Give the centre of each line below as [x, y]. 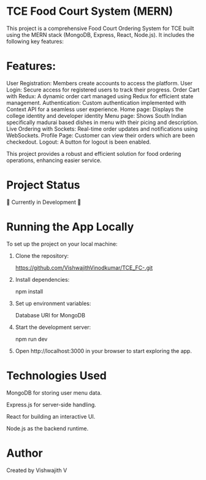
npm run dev [31, 339]
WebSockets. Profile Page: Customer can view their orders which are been [101, 135]
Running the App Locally [70, 227]
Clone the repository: [42, 255]
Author [25, 453]
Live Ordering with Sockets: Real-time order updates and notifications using [102, 129]
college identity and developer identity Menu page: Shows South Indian [97, 115]
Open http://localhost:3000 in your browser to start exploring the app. [103, 350]
